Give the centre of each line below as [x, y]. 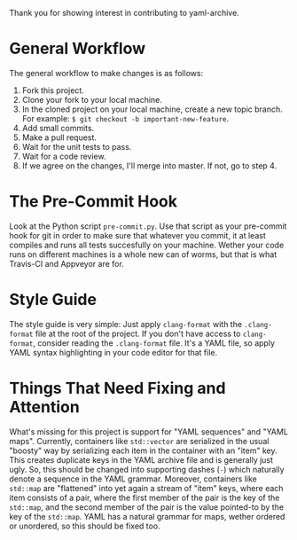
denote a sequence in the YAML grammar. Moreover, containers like [133, 479]
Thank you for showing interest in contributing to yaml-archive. [124, 13]
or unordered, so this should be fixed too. [85, 526]
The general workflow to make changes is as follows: [106, 73]
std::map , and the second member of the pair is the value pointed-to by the [147, 507]
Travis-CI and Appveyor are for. [66, 263]
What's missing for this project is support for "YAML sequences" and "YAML [148, 431]
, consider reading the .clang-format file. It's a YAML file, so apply [153, 343]
